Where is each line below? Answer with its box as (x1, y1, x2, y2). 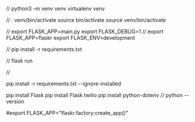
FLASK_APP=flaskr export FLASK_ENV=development (6, 34, 135, 41)
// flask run (6, 57, 33, 64)
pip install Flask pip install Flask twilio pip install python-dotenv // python (6, 92, 183, 98)
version (6, 98, 25, 105)
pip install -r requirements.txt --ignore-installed (6, 80, 121, 87)
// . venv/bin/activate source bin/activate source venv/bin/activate (6, 17, 167, 23)
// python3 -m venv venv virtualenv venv (6, 5, 105, 12)
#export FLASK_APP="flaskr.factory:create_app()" (6, 110, 129, 116)
